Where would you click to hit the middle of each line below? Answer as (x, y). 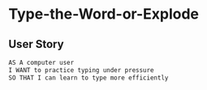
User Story (36, 44)
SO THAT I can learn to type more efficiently (88, 78)
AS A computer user (41, 62)
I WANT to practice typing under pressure (81, 70)
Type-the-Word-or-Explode (104, 14)
